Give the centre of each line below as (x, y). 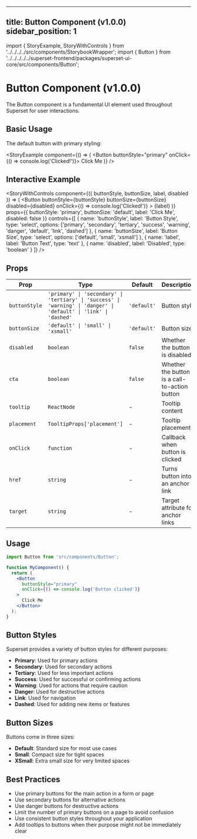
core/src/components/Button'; (43, 64)
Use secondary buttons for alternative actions (70, 800)
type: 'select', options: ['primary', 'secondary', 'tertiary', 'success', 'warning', (98, 225)
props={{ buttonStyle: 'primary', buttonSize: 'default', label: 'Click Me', (91, 212)
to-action (175, 387)
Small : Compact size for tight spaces (59, 755)
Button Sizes (30, 723)
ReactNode (61, 407)
